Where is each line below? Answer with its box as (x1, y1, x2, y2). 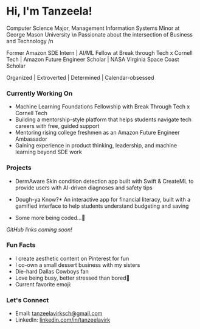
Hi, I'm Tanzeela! (6, 4, 92, 18)
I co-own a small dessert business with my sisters (15, 261, 140, 269)
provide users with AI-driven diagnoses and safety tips (15, 184, 153, 191)
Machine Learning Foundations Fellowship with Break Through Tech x (15, 103, 190, 110)
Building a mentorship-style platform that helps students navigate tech (15, 116, 192, 123)
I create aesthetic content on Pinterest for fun (15, 255, 129, 262)
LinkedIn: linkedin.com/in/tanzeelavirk (15, 316, 111, 324)
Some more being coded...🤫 (15, 214, 86, 221)
